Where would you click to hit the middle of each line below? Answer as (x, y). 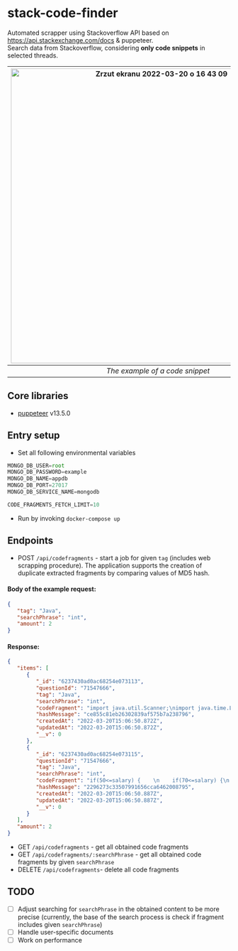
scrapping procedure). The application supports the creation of (110, 565)
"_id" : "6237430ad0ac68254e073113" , (90, 682)
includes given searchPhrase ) (60, 924)
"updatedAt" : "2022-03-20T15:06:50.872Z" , (99, 728)
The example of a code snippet (158, 371)
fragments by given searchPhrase (66, 862)
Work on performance (50, 940)
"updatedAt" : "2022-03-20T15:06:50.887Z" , (99, 800)
